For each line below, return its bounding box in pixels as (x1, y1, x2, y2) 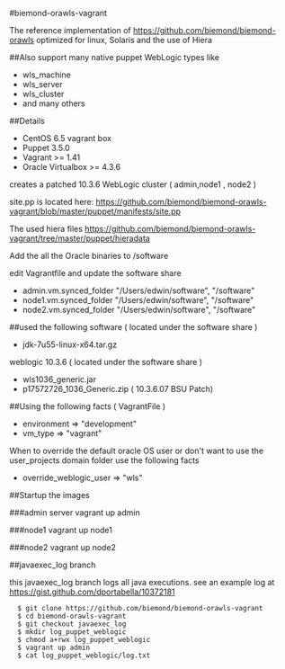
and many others (22, 98, 85, 109)
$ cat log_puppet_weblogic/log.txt (17, 651, 151, 660)
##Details (9, 116, 45, 126)
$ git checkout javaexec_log (17, 620, 127, 629)
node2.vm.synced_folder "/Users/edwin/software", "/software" (22, 305, 256, 315)
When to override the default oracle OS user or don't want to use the (9, 445, 263, 456)
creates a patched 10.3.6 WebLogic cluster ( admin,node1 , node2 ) (9, 179, 257, 190)
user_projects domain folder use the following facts (9, 455, 200, 466)
